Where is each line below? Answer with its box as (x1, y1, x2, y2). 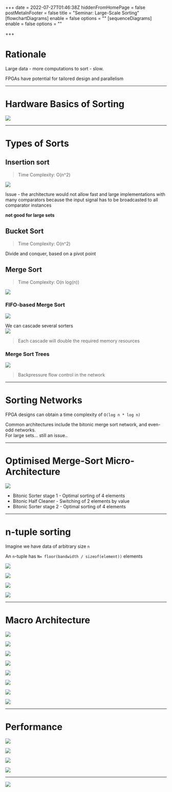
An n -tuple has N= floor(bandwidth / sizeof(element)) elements (5, 553, 143, 559)
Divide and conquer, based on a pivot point (5, 250, 96, 256)
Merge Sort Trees (5, 350, 50, 358)
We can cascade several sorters (5, 323, 73, 329)
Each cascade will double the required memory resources (17, 338, 140, 344)
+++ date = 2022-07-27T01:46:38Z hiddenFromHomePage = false (5, 5, 146, 10)
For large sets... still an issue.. (5, 432, 68, 439)
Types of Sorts (5, 138, 69, 149)
